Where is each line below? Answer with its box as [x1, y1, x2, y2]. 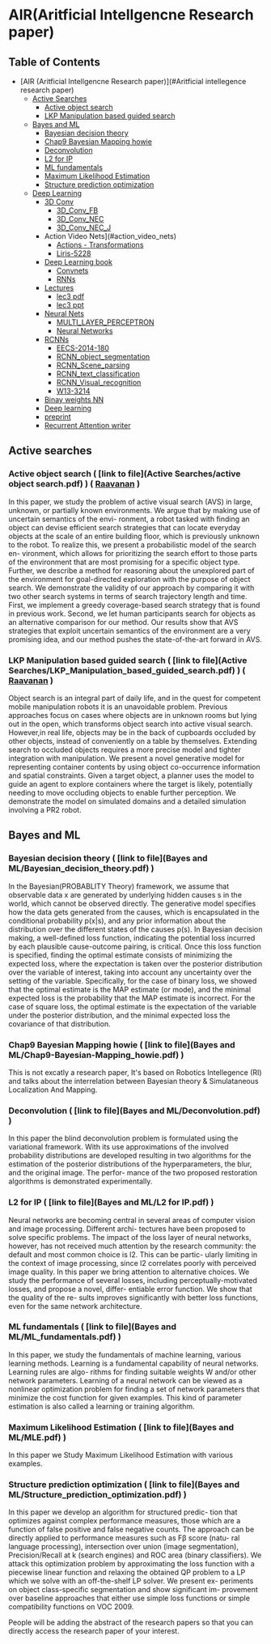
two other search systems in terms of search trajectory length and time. [8, 591, 248, 601]
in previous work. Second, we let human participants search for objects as [8, 609, 256, 618]
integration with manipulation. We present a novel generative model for [8, 753, 245, 763]
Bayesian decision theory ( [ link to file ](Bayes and [8, 852, 208, 864]
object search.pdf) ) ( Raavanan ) [8, 478, 140, 490]
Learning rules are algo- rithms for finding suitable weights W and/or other [8, 1366, 257, 1377]
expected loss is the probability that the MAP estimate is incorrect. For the [8, 993, 256, 1003]
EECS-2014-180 [56, 343, 109, 353]
